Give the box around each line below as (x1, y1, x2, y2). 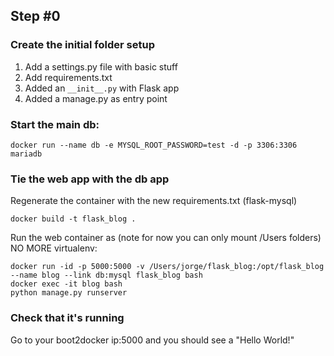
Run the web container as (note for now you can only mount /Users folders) (10, 232, 322, 244)
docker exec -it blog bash (10, 279, 123, 289)
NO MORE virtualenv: (10, 242, 98, 254)
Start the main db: (10, 117, 100, 131)
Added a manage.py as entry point (24, 92, 168, 104)
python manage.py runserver (10, 288, 128, 298)
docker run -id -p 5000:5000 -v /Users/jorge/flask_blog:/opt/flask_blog (10, 262, 325, 272)
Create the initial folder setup (10, 38, 155, 52)
